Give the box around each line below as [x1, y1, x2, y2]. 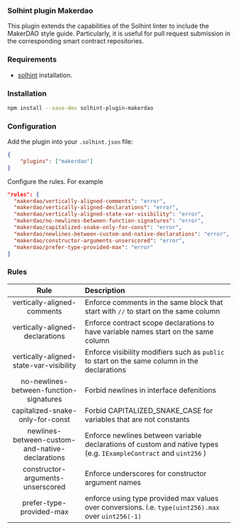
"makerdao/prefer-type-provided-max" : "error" [13, 243, 154, 250]
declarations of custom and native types [84, 439, 219, 449]
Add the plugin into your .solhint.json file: [7, 138, 133, 146]
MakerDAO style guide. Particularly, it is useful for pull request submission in [7, 29, 231, 38]
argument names [84, 477, 142, 487]
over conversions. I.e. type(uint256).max [84, 502, 220, 512]
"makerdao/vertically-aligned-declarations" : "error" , [13, 204, 179, 211]
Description [84, 285, 125, 295]
